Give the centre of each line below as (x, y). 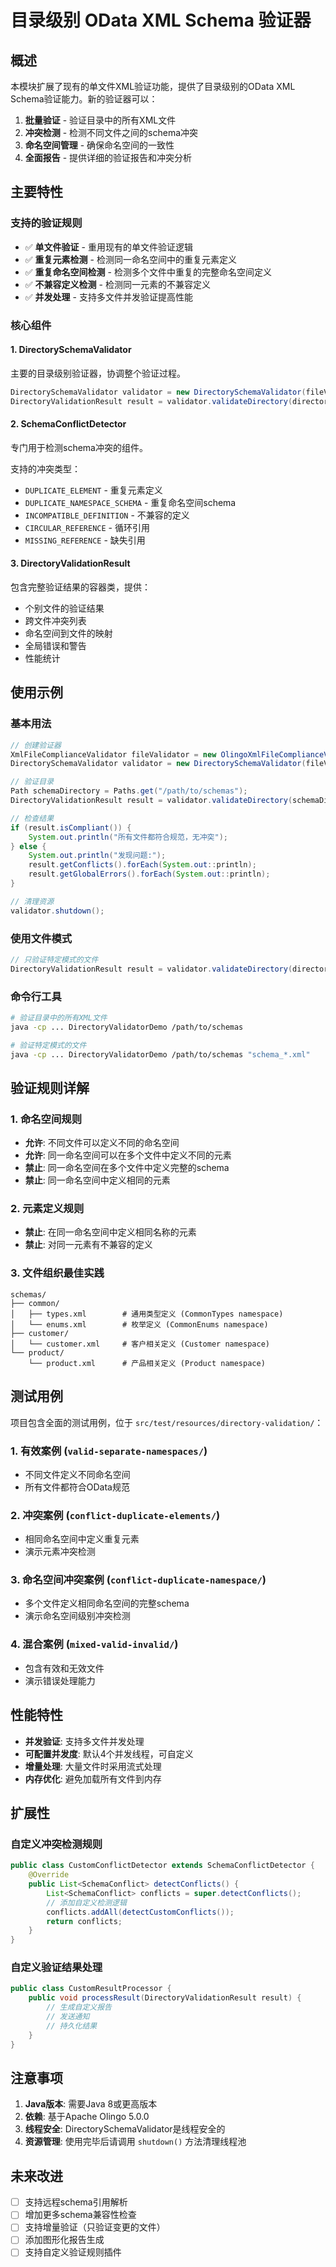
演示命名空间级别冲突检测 (77, 1616)
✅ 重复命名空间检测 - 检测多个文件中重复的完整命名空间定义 (148, 272)
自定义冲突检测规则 (56, 1844)
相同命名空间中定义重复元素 (82, 1539)
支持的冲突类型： (45, 468)
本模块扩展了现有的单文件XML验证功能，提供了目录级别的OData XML (153, 86)
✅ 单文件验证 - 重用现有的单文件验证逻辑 (108, 247)
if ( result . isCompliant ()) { (71, 827)
